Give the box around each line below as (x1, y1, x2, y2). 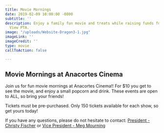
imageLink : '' (5, 35, 34, 39)
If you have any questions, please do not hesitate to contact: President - (5, 117, 150, 123)
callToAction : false (5, 48, 47, 53)
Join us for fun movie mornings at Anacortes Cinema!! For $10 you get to (5, 83, 151, 89)
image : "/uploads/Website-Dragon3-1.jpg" (5, 30, 91, 35)
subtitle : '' (5, 16, 32, 21)
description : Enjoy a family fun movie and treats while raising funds (5, 20, 154, 26)
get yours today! (5, 108, 38, 114)
